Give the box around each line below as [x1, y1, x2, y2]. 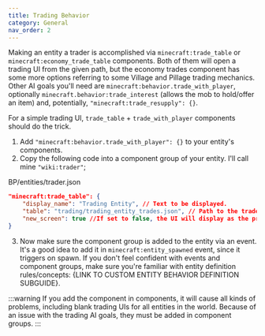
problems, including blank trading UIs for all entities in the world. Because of [8, 301, 256, 312]
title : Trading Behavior [8, 11, 90, 20]
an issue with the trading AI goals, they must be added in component [8, 310, 232, 319]
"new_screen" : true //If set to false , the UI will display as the [22, 215, 249, 222]
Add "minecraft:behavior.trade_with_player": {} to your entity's [19, 137, 235, 147]
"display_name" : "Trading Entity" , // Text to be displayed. [22, 200, 228, 208]
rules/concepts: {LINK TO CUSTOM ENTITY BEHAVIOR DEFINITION [19, 270, 239, 279]
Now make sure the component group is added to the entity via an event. [19, 236, 257, 245]
